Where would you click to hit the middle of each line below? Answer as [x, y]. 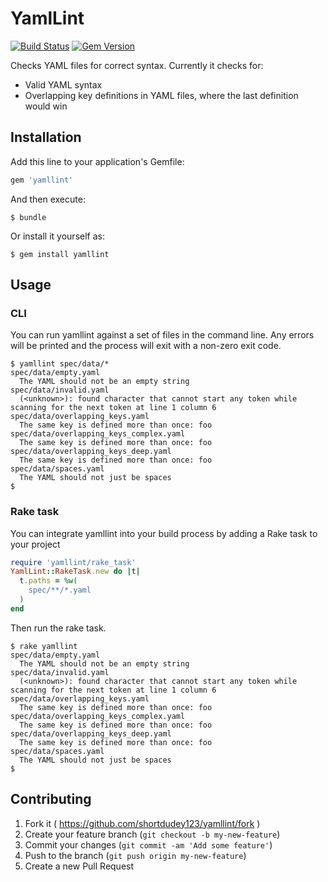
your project [35, 544]
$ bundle [28, 217]
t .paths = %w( [48, 581]
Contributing [51, 799]
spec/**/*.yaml [60, 590]
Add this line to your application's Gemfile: [97, 161]
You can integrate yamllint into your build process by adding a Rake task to [164, 533]
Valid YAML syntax [63, 84]
